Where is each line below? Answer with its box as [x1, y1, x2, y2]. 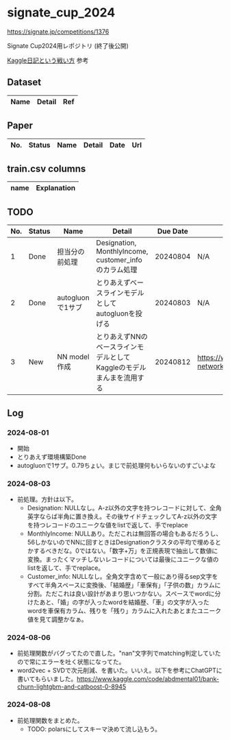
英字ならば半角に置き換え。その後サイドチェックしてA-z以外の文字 [27, 512, 218, 521]
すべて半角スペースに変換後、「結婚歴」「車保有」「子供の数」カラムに [27, 581, 221, 589]
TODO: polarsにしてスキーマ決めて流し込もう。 [27, 725, 161, 733]
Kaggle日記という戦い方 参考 [7, 56, 89, 64]
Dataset [7, 77, 42, 88]
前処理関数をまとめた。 [16, 716, 84, 724]
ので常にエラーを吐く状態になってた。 [16, 658, 125, 666]
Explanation [36, 183, 76, 193]
